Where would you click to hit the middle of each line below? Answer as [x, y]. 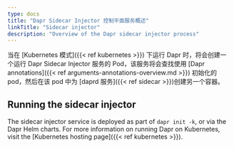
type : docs [24, 14]
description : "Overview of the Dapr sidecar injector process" [103, 34]
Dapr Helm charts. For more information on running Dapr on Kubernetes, [114, 129]
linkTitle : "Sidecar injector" [54, 27]
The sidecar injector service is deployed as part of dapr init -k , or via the [117, 122]
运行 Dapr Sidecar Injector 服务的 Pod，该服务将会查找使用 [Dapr [109, 64]
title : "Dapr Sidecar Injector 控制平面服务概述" [78, 21]
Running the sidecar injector [72, 104]
